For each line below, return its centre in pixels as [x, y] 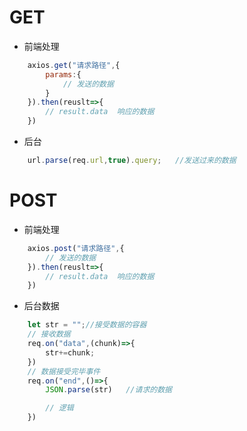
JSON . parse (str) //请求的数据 [108, 390]
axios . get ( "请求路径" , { [74, 65]
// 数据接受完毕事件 [64, 371]
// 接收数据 [49, 334]
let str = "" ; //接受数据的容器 [87, 325]
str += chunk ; [70, 352]
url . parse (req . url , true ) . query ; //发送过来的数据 [132, 161]
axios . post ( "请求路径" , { [76, 248]
